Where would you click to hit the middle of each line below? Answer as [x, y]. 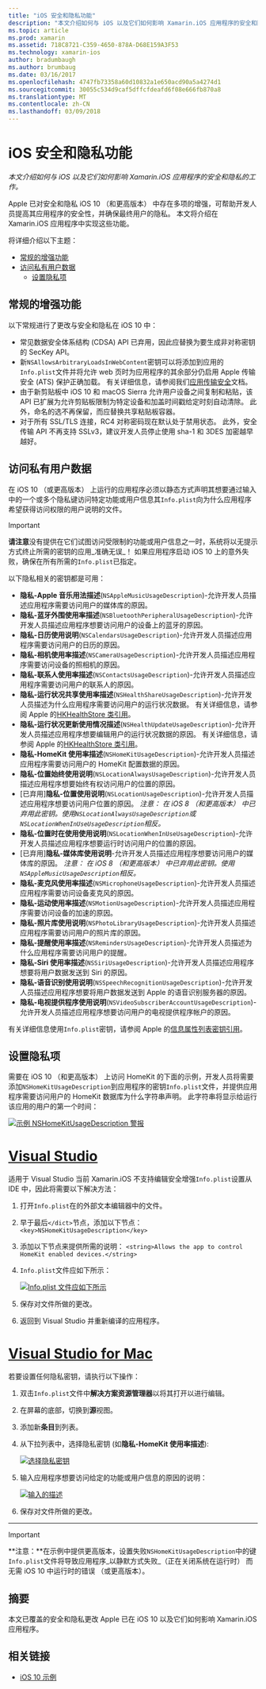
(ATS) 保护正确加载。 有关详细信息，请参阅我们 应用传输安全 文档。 [144, 381]
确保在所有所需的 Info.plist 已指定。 [81, 561]
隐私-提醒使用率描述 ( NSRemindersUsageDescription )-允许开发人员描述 [132, 943]
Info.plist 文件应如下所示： [65, 1271]
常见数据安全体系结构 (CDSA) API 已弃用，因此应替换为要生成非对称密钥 [137, 341]
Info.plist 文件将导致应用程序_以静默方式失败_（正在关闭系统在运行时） [126, 1561]
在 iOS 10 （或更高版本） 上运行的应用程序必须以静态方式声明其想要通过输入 [133, 489]
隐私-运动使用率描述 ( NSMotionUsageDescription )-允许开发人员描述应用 [134, 903]
